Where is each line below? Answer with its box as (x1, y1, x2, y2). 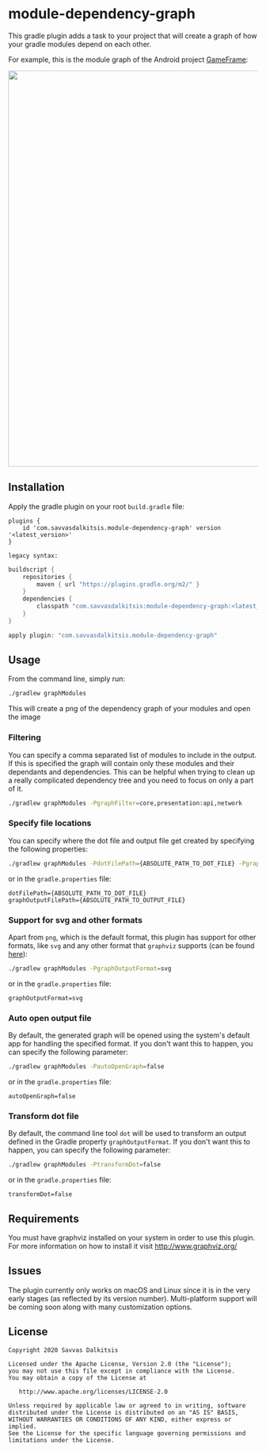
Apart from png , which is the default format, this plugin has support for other (8, 932, 256, 942)
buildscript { (8, 566, 55, 573)
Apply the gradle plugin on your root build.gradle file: (8, 501, 184, 511)
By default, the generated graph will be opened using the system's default (8, 1030, 251, 1040)
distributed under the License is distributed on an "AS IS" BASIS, (8, 1408, 239, 1416)
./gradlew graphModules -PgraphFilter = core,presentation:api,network (8, 799, 243, 807)
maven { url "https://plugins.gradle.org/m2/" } (36, 580, 200, 588)
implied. (8, 1422, 37, 1430)
